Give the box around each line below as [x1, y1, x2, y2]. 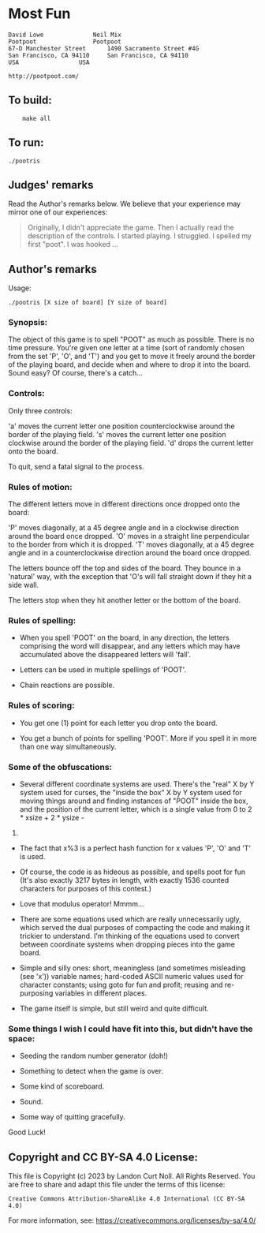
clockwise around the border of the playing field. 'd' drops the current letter [8, 438, 254, 447]
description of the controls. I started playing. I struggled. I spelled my [27, 231, 252, 241]
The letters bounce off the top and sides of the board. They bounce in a [8, 563, 241, 573]
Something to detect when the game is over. [19, 1067, 164, 1076]
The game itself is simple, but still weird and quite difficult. [19, 1003, 209, 1013]
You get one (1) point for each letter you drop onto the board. [19, 718, 218, 727]
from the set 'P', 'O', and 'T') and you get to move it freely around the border [8, 352, 256, 361]
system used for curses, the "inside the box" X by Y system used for [19, 787, 242, 797]
